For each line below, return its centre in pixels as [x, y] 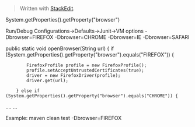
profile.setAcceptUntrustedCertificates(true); [85, 70]
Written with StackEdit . [47, 8]
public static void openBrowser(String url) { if [60, 48]
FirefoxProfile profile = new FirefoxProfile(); [87, 65]
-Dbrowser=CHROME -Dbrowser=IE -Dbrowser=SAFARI [122, 37]
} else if [28, 91]
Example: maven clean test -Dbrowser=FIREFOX [64, 118]
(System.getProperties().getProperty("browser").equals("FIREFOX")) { [90, 54]
